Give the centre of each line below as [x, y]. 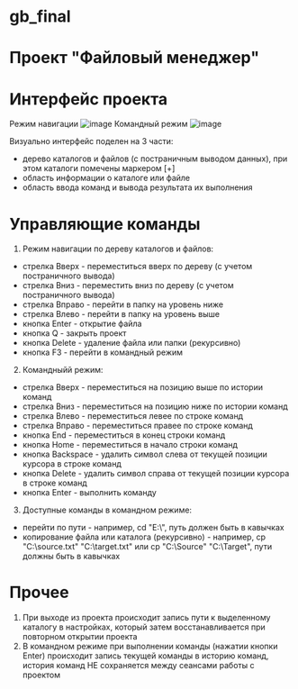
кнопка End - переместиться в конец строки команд [124, 435]
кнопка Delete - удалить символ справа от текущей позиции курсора [156, 474]
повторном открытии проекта [80, 637]
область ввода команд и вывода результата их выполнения [138, 187]
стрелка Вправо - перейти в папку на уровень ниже [122, 304]
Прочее [39, 593]
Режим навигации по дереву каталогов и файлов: [118, 249]
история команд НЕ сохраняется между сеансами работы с [138, 666]
